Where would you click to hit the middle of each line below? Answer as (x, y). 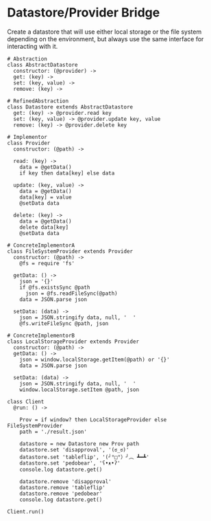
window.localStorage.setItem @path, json (79, 390)
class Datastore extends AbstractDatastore (70, 107)
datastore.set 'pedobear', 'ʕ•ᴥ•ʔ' (70, 463)
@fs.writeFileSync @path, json (64, 323)
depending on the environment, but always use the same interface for (105, 38)
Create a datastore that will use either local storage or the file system (104, 32)
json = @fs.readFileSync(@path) (71, 293)
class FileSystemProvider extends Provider (70, 251)
